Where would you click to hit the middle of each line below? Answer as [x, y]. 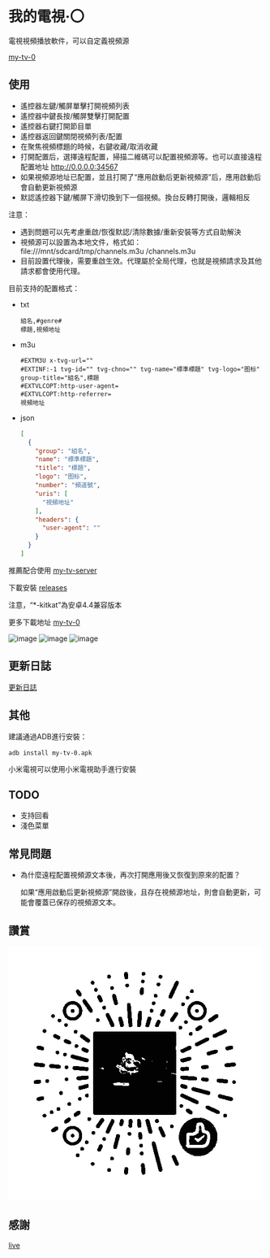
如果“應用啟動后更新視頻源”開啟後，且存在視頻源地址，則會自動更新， [137, 892]
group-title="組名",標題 [60, 378]
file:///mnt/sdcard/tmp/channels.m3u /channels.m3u [108, 251]
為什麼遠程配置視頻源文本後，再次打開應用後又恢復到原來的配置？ [130, 875]
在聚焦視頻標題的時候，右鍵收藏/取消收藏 [89, 146]
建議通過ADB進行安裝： [48, 736]
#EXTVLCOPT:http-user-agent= [69, 386]
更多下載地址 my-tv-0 [45, 622]
